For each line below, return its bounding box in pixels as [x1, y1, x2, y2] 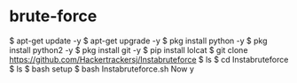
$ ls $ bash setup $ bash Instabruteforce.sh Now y [9, 64, 195, 74]
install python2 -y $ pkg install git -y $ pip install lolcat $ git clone [9, 44, 248, 55]
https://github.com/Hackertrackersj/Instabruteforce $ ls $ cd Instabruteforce [9, 54, 289, 64]
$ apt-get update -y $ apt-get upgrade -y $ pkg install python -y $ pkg [9, 35, 268, 46]
